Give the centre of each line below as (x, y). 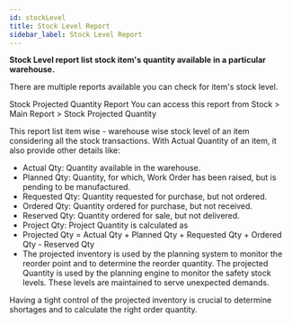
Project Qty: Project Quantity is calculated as (105, 225)
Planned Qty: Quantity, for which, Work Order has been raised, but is (149, 177)
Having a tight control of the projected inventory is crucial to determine (141, 300)
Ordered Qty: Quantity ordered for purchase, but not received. (137, 206)
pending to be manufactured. (76, 187)
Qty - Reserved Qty (58, 245)
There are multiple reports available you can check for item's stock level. (144, 87)
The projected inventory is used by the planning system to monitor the (152, 254)
